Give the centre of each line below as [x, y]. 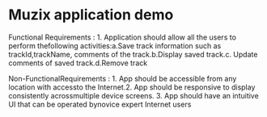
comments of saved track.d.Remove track [78, 63]
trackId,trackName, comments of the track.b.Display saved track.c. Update [133, 54]
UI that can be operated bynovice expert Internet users [100, 104]
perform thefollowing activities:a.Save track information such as [115, 45]
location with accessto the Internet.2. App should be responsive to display [132, 87]
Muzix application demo [91, 15]
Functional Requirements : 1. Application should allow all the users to [123, 37]
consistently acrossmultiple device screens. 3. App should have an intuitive [133, 95]
